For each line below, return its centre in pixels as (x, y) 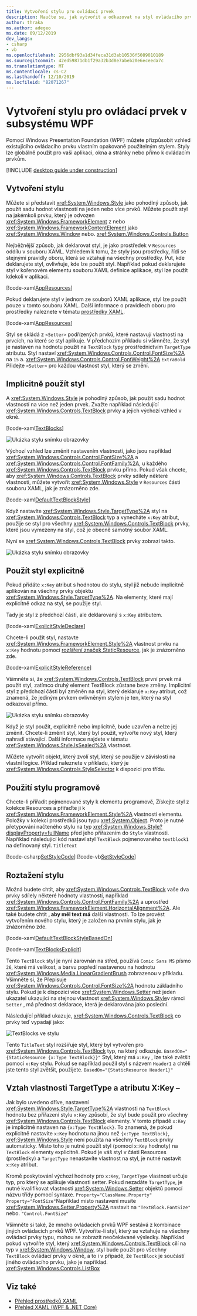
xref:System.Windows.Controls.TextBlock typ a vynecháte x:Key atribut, (93, 517)
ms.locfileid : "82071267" (38, 83)
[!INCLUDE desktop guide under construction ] (62, 170)
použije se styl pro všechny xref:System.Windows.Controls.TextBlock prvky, (98, 523)
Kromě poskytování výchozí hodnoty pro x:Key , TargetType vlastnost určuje (97, 1176)
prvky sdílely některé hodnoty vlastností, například (67, 896)
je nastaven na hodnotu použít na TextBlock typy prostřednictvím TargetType (98, 347)
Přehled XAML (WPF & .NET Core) (56, 1307)
